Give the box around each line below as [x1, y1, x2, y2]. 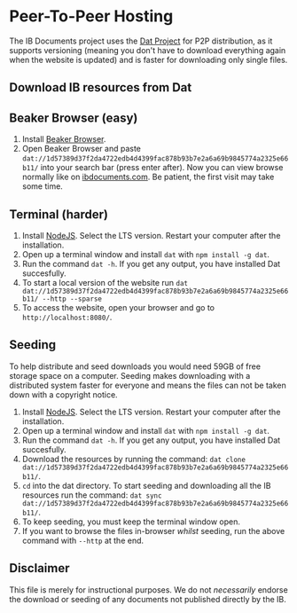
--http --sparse [42, 295, 102, 303]
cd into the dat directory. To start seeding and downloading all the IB [21, 480, 271, 491]
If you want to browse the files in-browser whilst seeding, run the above [21, 525, 285, 536]
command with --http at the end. [21, 535, 145, 546]
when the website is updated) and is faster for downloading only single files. [9, 54, 288, 65]
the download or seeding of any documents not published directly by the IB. [9, 593, 286, 604]
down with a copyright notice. [9, 389, 118, 400]
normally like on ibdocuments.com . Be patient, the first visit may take [21, 171, 275, 183]
